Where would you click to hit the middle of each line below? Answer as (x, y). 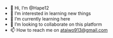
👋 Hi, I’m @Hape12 (30, 8)
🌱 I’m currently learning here (40, 19)
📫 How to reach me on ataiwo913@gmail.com (59, 30)
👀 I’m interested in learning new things (50, 13)
